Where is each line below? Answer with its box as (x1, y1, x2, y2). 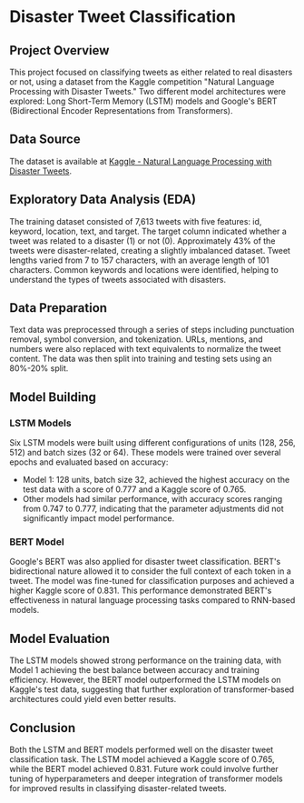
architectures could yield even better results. (9, 694, 177, 705)
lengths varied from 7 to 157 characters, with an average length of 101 (9, 255, 270, 266)
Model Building (9, 389, 97, 405)
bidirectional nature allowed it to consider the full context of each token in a (9, 566, 292, 577)
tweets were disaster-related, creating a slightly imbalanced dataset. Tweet (9, 245, 290, 256)
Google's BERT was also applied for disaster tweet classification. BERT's (9, 557, 281, 567)
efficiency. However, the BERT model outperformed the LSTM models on (9, 675, 281, 686)
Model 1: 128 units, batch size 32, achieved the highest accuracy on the (22, 475, 290, 486)
